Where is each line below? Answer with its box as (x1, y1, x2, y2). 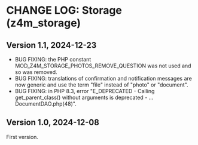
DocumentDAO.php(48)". (14, 100, 77, 107)
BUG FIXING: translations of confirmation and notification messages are (14, 75, 193, 82)
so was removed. (14, 69, 58, 75)
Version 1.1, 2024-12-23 (6, 40, 97, 50)
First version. (6, 133, 39, 140)
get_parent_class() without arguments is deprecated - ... (14, 94, 154, 101)
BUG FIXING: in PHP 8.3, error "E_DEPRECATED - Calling (14, 88, 155, 94)
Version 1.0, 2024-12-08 (6, 118, 100, 128)
